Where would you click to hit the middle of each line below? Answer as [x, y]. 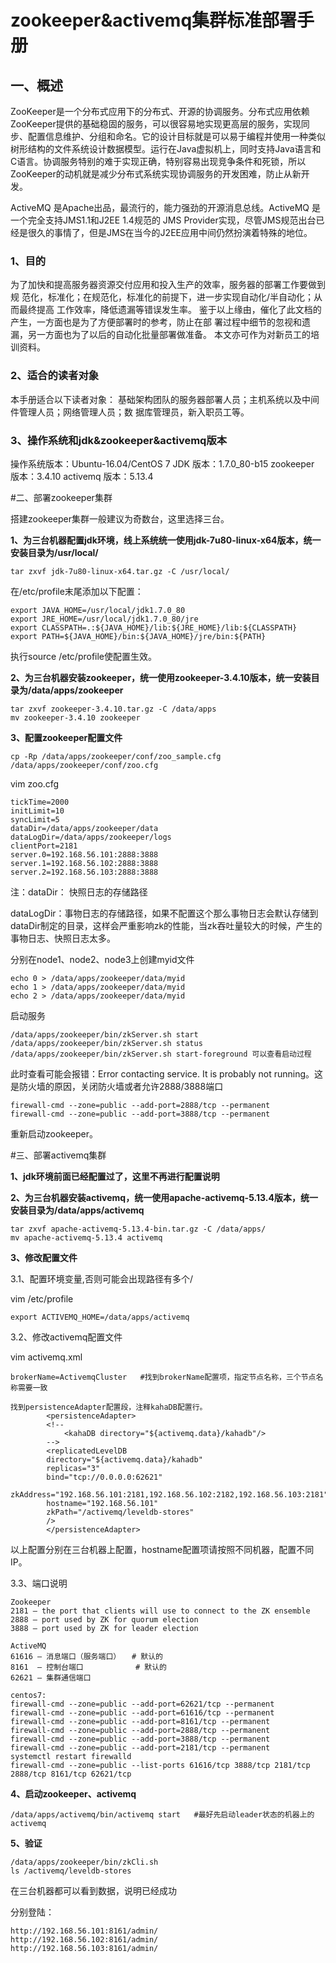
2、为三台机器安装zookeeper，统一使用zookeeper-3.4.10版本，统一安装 [161, 677]
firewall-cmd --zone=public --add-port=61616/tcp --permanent [142, 1712]
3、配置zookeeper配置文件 [66, 737]
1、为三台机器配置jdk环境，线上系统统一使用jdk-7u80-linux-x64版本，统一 [166, 540]
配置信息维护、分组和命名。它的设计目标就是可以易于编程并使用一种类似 [176, 136]
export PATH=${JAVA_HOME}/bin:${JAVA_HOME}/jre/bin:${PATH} [138, 636]
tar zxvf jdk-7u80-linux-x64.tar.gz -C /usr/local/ [120, 571]
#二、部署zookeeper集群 [61, 497]
